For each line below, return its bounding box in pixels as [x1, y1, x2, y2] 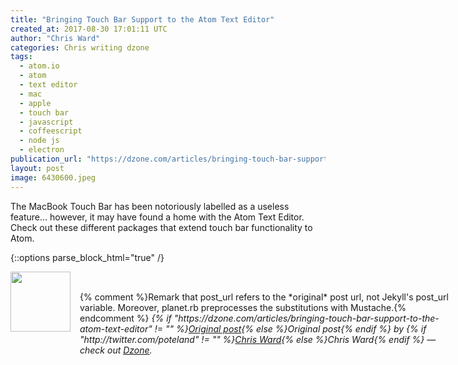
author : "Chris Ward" [10, 33, 101, 43]
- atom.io [19, 61, 60, 71]
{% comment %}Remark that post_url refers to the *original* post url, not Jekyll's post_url [79, 291, 449, 303]
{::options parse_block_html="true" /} [10, 251, 165, 263]
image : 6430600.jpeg [10, 172, 97, 183]
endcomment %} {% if [79, 312, 172, 324]
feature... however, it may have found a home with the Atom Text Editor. [10, 211, 305, 223]
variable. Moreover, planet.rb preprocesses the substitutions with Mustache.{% [79, 301, 407, 313]
